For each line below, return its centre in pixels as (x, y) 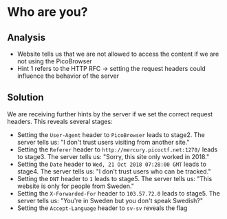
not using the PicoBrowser (55, 61)
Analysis (26, 38)
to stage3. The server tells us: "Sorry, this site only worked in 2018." (113, 156)
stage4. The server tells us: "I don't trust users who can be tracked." (114, 171)
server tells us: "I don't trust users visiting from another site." (103, 142)
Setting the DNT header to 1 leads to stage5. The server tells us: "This (115, 178)
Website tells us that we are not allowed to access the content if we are (118, 54)
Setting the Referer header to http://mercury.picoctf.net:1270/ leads (117, 149)
